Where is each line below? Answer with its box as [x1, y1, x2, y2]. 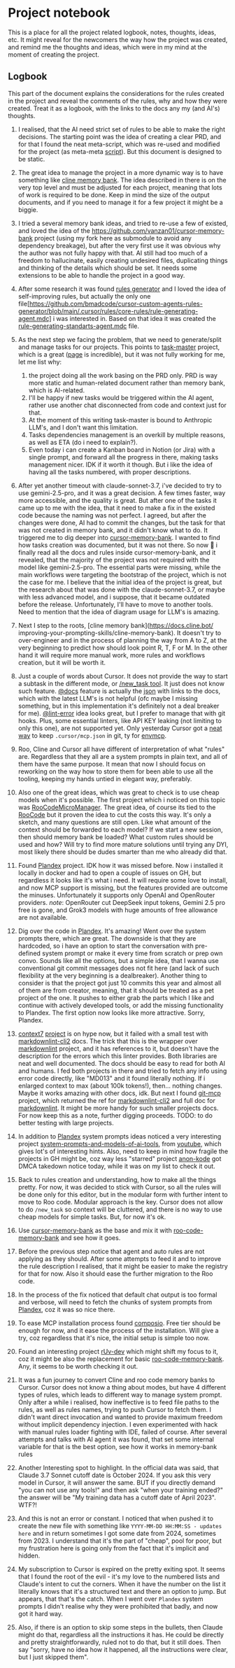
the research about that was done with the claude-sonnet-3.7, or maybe [17, 585, 226, 594]
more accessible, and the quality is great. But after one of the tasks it [17, 496, 218, 504]
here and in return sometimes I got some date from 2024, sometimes [17, 1529, 216, 1537]
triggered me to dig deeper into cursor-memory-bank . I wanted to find [17, 533, 221, 541]
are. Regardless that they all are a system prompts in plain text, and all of [17, 752, 228, 760]
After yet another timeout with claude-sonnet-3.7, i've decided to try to [17, 481, 222, 490]
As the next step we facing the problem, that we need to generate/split [17, 335, 222, 343]
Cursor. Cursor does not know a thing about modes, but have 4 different [17, 1383, 227, 1391]
